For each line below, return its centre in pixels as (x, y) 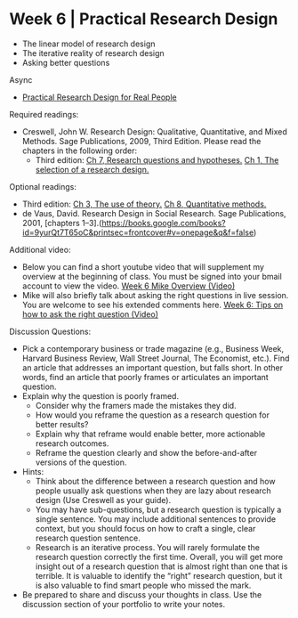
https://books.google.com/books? (164, 223)
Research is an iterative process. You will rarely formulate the (148, 547)
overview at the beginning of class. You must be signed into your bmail (152, 276)
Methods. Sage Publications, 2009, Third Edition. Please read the (141, 141)
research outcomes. (72, 443)
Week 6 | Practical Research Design (144, 19)
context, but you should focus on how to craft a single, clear (145, 528)
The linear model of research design (89, 44)
